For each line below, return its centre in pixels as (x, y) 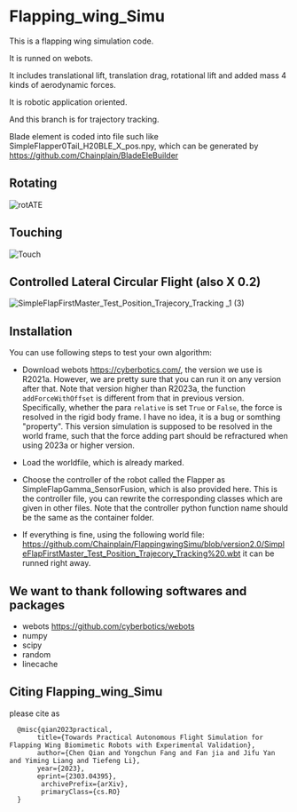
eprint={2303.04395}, (77, 776)
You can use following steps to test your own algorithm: (111, 353)
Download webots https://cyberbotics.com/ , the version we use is (142, 370)
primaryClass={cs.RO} (81, 792)
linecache (40, 664)
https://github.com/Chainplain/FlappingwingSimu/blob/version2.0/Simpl (153, 545)
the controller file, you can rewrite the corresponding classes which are (152, 498)
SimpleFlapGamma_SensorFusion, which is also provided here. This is (149, 490)
